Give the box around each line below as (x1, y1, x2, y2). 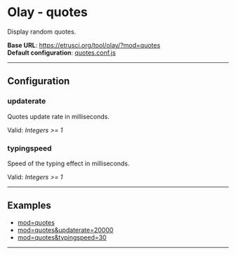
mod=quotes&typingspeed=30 (17, 233, 107, 242)
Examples (7, 200, 51, 212)
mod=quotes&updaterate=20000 (17, 226, 114, 234)
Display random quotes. (7, 27, 77, 36)
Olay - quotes (7, 4, 88, 20)
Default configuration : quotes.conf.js (7, 48, 116, 57)
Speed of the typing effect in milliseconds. (7, 159, 130, 167)
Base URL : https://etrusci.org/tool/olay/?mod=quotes (7, 41, 161, 49)
